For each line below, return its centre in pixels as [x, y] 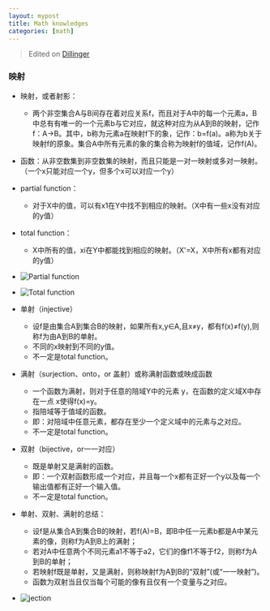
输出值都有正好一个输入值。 [79, 486]
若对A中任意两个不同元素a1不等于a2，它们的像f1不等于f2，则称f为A [145, 551]
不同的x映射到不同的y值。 [75, 346]
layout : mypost [34, 16]
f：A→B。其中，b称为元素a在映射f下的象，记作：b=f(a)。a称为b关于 [147, 133]
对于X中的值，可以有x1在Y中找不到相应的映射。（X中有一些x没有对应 [146, 205]
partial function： [49, 188]
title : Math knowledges [49, 24]
